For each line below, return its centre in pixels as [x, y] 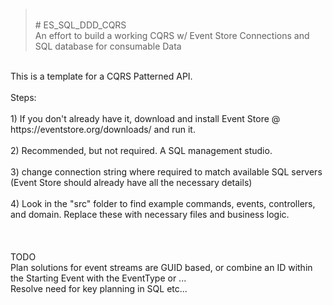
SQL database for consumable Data [108, 46]
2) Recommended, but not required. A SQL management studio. [141, 150]
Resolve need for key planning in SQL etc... [99, 288]
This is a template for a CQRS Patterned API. [101, 76]
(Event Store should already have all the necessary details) [131, 182]
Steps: [23, 97]
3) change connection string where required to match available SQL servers [166, 172]
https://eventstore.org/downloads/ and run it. [103, 129]
